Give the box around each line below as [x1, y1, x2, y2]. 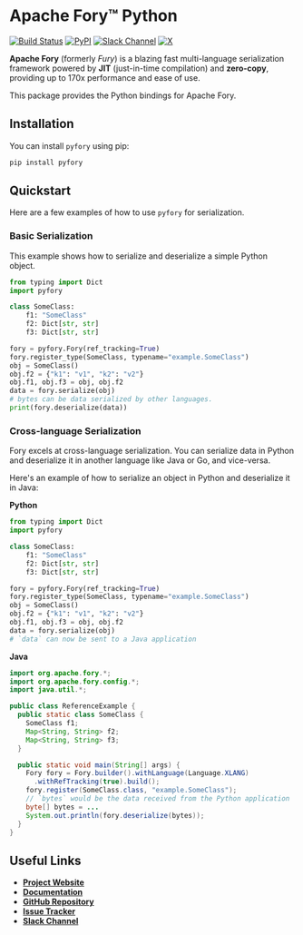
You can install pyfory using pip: [9, 140, 130, 151]
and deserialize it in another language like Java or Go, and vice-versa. [9, 455, 270, 466]
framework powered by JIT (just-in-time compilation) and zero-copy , [9, 63, 269, 74]
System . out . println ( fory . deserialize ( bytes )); [25, 811, 205, 820]
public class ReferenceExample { [9, 702, 136, 711]
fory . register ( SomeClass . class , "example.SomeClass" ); [25, 786, 238, 795]
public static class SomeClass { [17, 710, 144, 720]
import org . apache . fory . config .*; [9, 677, 141, 686]
